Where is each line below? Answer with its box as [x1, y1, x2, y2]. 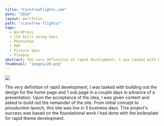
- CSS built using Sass [9, 35, 58, 40]
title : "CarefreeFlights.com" [5, 7, 67, 12]
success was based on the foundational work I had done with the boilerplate [5, 110, 159, 116]
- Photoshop [9, 39, 34, 44]
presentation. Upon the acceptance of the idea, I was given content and [5, 95, 150, 101]
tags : [5, 25, 16, 30]
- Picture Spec [9, 48, 41, 53]
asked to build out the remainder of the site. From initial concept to [5, 100, 139, 105]
